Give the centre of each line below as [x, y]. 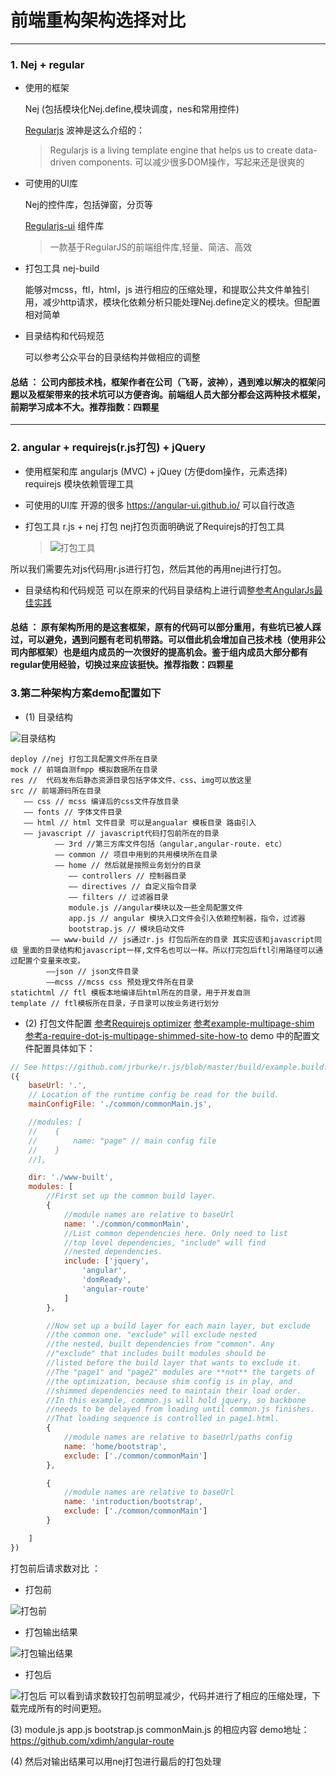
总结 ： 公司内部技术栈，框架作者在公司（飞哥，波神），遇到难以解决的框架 [163, 382]
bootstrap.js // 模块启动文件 [126, 929]
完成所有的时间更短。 [62, 1708]
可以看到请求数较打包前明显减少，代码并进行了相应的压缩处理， [180, 1695]
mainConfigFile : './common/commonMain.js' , [120, 1104]
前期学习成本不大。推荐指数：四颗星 [85, 407]
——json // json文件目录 [93, 971]
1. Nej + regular [47, 64]
